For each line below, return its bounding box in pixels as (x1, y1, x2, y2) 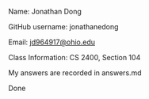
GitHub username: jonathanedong (8, 22, 119, 31)
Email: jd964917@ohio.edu (8, 37, 95, 47)
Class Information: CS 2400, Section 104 (8, 53, 141, 62)
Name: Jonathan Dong (8, 7, 82, 16)
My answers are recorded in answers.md (8, 68, 142, 78)
